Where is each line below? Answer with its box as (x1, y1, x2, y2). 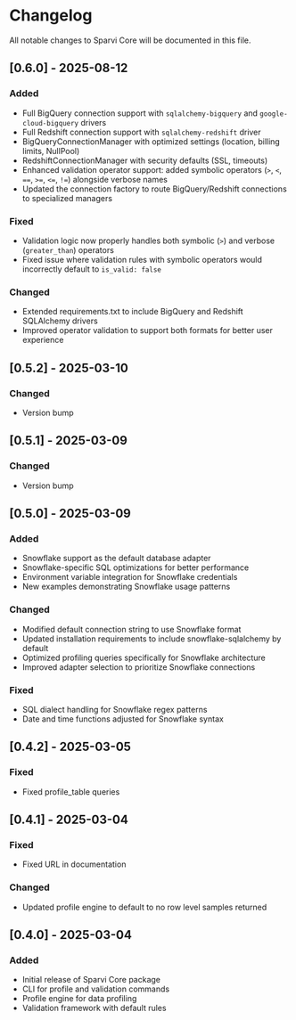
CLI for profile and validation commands (21, 983, 170, 994)
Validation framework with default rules (21, 1003, 167, 1014)
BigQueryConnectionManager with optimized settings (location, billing (21, 135, 281, 147)
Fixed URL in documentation (21, 859, 127, 869)
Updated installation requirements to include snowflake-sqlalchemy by (21, 633, 282, 644)
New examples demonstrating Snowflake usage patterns (21, 581, 231, 592)
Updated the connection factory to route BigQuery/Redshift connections (21, 184, 287, 194)
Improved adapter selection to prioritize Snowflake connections (21, 661, 256, 673)
